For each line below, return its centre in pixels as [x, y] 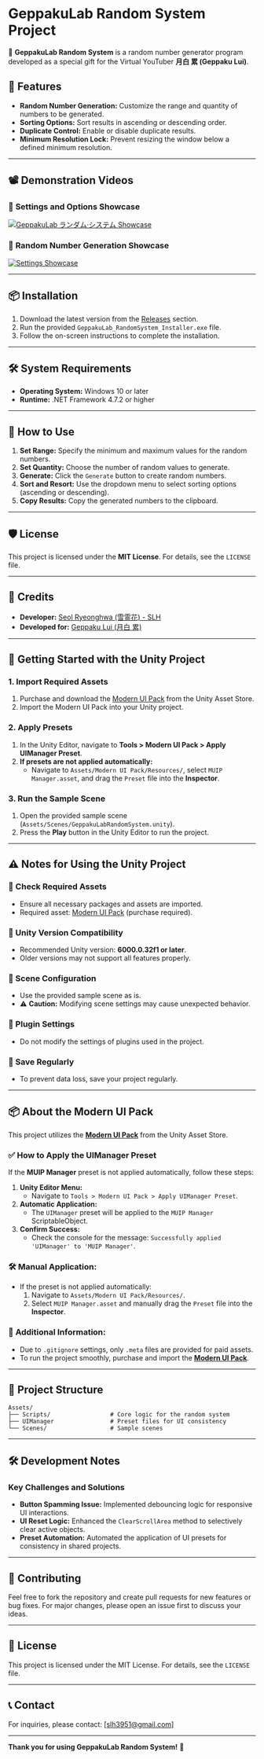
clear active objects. [52, 1529]
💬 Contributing [45, 1578]
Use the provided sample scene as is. [80, 996]
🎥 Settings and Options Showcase [74, 207]
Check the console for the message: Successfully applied [126, 1238]
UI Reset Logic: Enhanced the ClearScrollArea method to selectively [131, 1521]
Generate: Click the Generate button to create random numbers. [123, 476]
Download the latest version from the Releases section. [109, 318]
